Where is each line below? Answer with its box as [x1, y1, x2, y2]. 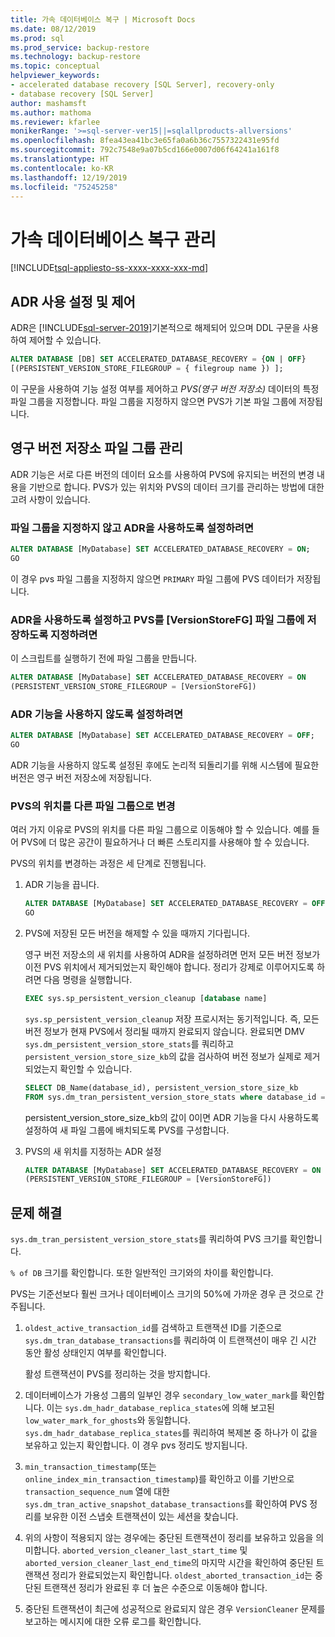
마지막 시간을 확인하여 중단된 [201, 1557, 314, 1569]
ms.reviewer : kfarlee [10, 117, 101, 127]
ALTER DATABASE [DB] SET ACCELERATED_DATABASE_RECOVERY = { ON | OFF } [10, 354, 307, 365]
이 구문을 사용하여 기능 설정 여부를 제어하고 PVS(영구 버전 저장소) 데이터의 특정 [10, 382, 320, 395]
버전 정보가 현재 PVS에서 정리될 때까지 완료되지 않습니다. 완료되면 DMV [24, 1025, 306, 1037]
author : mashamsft [10, 98, 87, 108]
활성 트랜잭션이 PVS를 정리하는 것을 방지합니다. [24, 1368, 211, 1380]
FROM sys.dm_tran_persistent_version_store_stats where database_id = [24, 1092, 326, 1102]
